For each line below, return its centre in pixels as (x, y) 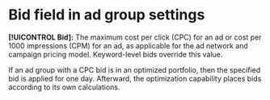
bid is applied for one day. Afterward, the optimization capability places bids (135, 78)
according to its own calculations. (64, 87)
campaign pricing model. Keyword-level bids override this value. (116, 54)
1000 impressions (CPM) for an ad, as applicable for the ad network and (128, 45)
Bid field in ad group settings (107, 15)
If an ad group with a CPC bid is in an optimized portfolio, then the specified (135, 69)
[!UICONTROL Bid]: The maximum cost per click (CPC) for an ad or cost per (135, 37)
